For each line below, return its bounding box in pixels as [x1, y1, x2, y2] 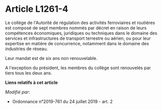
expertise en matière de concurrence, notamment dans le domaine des [5, 40, 149, 46]
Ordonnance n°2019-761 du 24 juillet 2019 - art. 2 [12, 98, 113, 104]
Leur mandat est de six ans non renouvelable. [5, 55, 97, 61]
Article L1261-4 [5, 3, 68, 15]
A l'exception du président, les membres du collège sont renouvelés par [5, 65, 151, 71]
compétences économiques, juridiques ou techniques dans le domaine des [5, 30, 158, 36]
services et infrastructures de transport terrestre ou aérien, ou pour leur [5, 35, 151, 41]
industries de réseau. [5, 46, 48, 52]
